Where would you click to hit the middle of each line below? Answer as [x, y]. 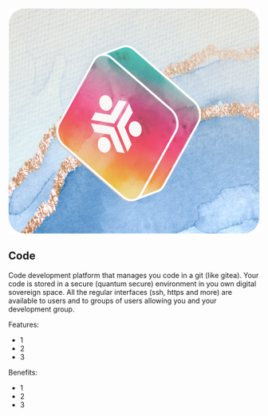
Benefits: [23, 372]
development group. [41, 309]
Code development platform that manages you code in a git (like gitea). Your [134, 275]
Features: [24, 324]
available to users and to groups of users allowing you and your [112, 300]
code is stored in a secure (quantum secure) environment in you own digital [132, 284]
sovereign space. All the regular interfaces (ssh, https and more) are [120, 292]
